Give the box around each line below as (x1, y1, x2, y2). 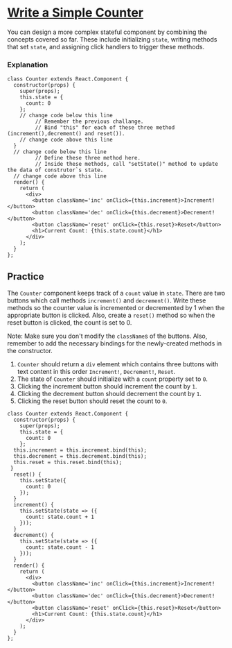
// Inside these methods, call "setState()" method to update (35, 161, 218, 168)
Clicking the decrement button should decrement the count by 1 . (17, 390, 202, 398)
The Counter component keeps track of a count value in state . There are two (7, 289, 226, 298)
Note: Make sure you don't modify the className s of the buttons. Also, (7, 332, 208, 341)
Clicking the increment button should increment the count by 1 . (17, 382, 197, 391)
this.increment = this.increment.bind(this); (13, 447, 148, 454)
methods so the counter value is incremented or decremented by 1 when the (7, 304, 225, 312)
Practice (7, 271, 44, 282)
